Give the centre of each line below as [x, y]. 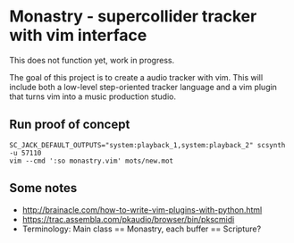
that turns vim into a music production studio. [93, 96]
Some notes [43, 188]
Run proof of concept [70, 125]
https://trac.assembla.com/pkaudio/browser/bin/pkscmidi [128, 219]
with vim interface [78, 35]
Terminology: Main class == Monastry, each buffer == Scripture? [142, 229]
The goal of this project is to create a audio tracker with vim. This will [136, 77]
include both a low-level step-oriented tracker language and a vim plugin [143, 87]
